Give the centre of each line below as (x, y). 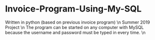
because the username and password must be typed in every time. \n (75, 32)
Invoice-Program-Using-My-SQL (73, 9)
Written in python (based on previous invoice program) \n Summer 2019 (78, 22)
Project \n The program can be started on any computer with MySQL (74, 27)
